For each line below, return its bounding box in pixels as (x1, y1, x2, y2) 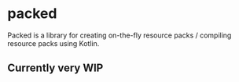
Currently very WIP (7, 62, 104, 75)
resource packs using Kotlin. (7, 38, 100, 48)
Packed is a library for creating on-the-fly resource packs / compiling (7, 30, 232, 40)
